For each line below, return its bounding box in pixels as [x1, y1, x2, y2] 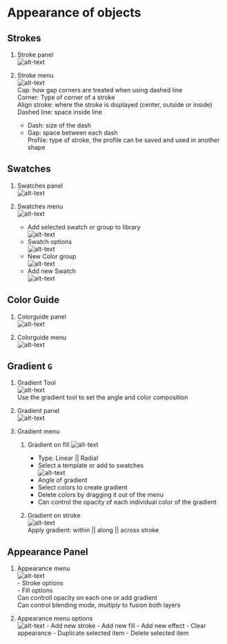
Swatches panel [17, 181, 63, 190]
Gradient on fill [27, 441, 70, 449]
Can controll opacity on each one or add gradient [17, 594, 157, 602]
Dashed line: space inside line [17, 108, 102, 116]
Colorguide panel [17, 312, 67, 321]
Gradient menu [17, 427, 60, 436]
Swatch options [27, 237, 72, 245]
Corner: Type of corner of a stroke [17, 93, 115, 101]
